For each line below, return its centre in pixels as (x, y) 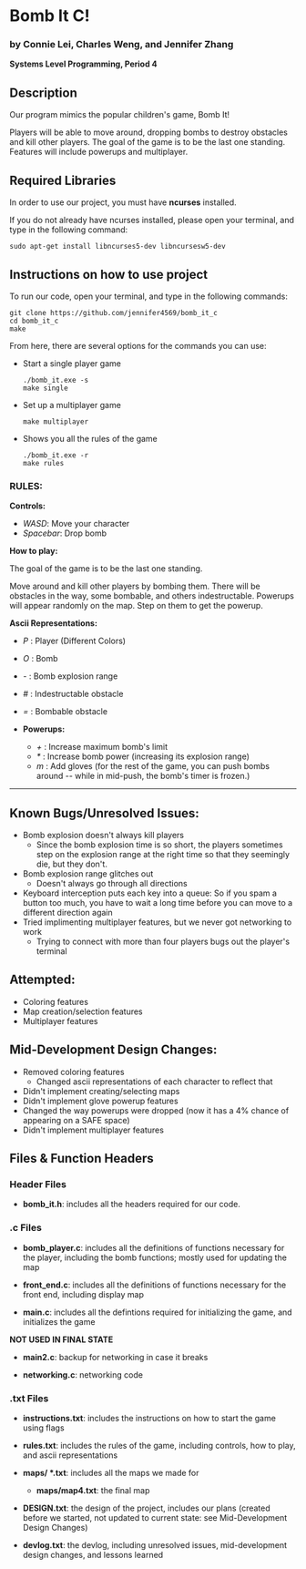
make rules (43, 463)
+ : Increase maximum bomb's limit (102, 747)
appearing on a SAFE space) (76, 1120)
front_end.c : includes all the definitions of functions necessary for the (154, 1285)
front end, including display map (83, 1294)
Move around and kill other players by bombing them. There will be (135, 586)
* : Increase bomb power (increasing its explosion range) (143, 756)
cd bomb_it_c (34, 321)
